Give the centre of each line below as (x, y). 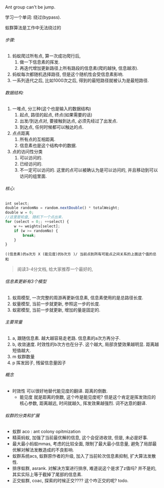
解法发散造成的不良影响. (50, 450)
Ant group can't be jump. (30, 7)
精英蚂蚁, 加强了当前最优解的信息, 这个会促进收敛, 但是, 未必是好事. (80, 438)
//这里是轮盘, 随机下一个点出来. (34, 217)
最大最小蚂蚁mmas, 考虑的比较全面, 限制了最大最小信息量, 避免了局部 (82, 444)
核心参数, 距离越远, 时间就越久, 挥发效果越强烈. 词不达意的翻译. (83, 403)
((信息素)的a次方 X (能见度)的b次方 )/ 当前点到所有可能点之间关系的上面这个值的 (79, 254)
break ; (29, 235)
